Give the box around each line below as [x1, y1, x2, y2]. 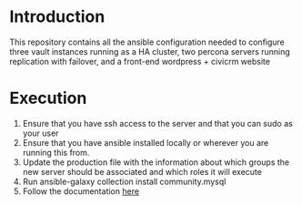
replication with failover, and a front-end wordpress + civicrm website [9, 56, 271, 67]
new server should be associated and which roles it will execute [22, 166, 262, 177]
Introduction [9, 6, 106, 27]
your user [22, 128, 59, 138]
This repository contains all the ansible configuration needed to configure [9, 36, 285, 47]
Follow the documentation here [22, 185, 139, 197]
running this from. [22, 147, 90, 158]
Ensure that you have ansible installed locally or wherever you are [22, 137, 269, 148]
